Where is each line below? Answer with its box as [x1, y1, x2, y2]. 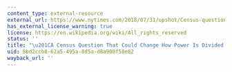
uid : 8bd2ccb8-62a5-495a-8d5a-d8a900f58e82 [7, 49, 135, 56]
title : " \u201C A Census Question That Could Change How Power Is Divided [7, 42, 224, 49]
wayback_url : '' [7, 55, 54, 62]
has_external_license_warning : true [7, 23, 113, 29]
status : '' [7, 36, 39, 43]
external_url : [7, 16, 48, 23]
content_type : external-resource [7, 10, 104, 17]
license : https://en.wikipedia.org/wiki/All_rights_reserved [7, 29, 187, 36]
